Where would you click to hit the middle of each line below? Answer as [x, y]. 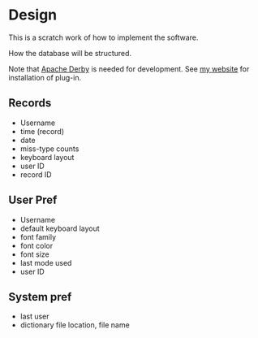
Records [30, 103]
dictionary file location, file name [75, 325]
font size [35, 254]
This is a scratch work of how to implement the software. [103, 37]
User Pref [33, 200]
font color [37, 245]
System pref [40, 297]
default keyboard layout [60, 228]
